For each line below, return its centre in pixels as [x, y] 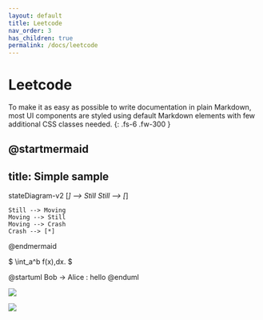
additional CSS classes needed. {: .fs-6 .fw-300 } [90, 124]
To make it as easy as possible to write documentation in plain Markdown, [130, 107]
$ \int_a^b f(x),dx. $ [40, 262]
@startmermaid [49, 149]
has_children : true [41, 38]
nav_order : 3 [30, 30]
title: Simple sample [59, 176]
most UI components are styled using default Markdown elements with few [132, 116]
